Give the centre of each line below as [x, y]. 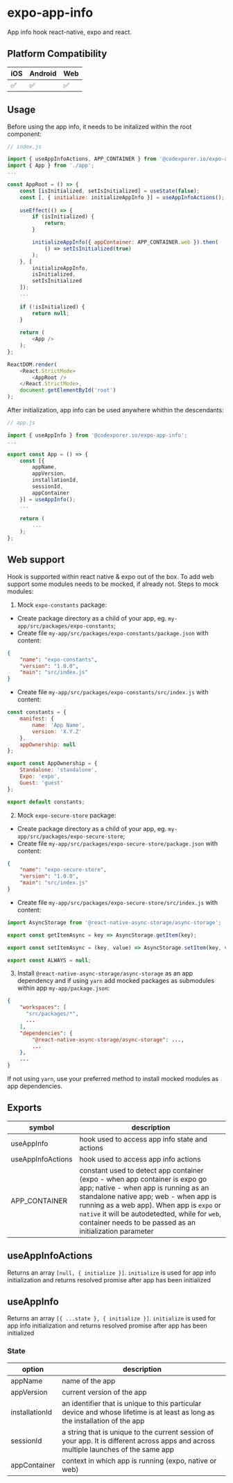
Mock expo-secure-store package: [67, 815]
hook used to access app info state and [144, 1139]
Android [43, 73]
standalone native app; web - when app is [148, 1196]
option [33, 1369]
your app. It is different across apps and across [138, 1441]
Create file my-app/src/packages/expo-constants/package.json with [113, 632]
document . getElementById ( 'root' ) [68, 390]
